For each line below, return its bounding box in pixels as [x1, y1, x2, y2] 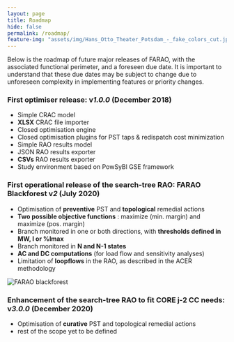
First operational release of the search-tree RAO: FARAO [7, 180, 201, 190]
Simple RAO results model [17, 140, 93, 149]
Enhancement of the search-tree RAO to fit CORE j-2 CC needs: [7, 295, 225, 304]
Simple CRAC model [17, 111, 75, 119]
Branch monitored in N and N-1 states [17, 241, 127, 250]
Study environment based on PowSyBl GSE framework [17, 163, 174, 171]
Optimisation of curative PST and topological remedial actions [17, 320, 196, 328]
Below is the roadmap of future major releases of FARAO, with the [7, 55, 196, 64]
